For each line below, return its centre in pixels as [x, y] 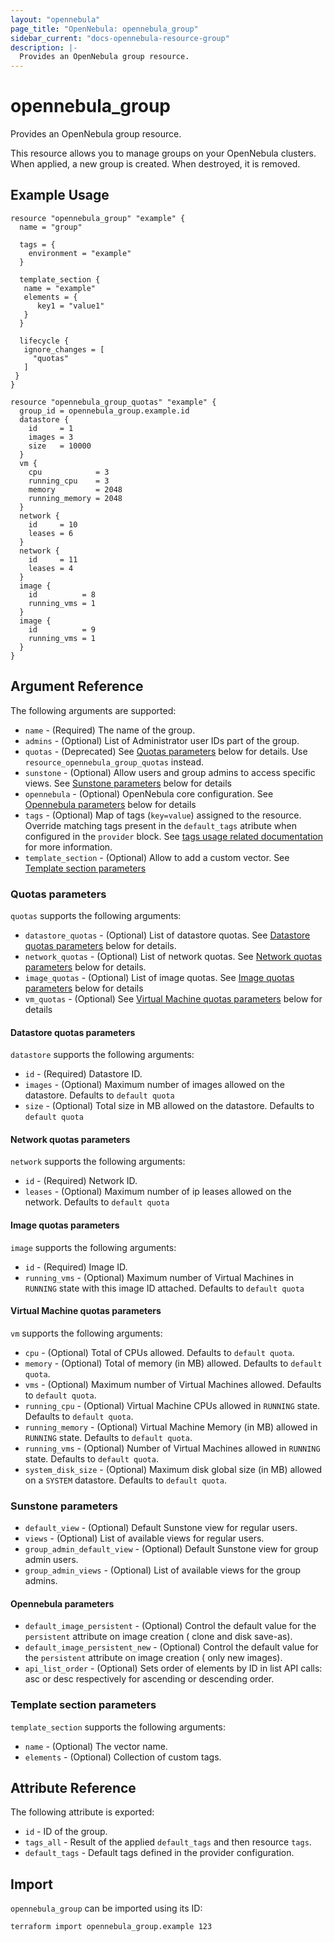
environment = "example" [80, 253]
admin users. [51, 1560]
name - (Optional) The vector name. [96, 1746]
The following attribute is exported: [82, 1812]
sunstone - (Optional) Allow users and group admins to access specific [170, 772]
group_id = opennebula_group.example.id [104, 411]
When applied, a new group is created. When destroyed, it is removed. [155, 164]
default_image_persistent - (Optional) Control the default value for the [170, 1626]
